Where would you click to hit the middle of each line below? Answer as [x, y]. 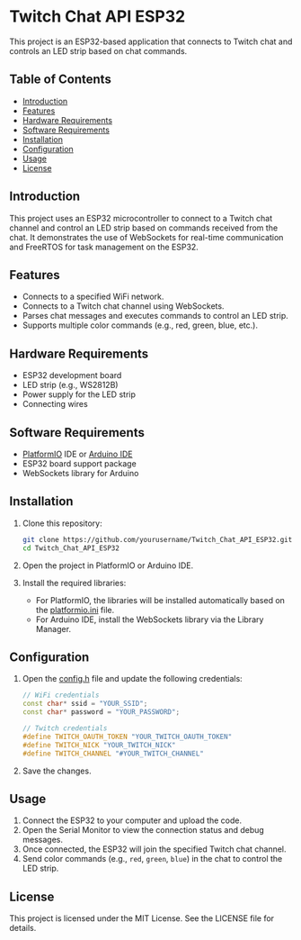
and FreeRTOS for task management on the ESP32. [104, 247]
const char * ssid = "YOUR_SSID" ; [85, 704]
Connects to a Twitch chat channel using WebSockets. [123, 306]
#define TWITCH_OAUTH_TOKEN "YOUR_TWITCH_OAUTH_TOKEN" [127, 737]
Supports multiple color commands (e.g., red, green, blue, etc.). [140, 325]
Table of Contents [61, 80]
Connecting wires [55, 404]
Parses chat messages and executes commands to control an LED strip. [155, 316]
